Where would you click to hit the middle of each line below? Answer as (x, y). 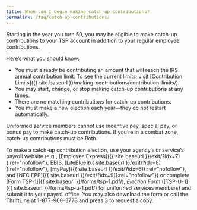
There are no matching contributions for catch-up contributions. (93, 101)
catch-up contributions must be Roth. (52, 138)
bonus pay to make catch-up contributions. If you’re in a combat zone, (92, 132)
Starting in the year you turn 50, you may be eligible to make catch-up (92, 34)
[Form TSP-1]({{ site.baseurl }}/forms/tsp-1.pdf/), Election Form (83, 181)
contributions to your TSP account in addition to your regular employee (93, 40)
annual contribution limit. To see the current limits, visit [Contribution (99, 76)
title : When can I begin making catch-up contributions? (78, 12)
